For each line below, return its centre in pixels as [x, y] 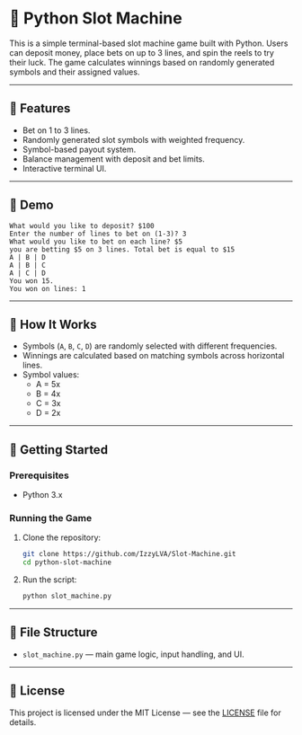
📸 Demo [31, 205]
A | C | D [28, 273]
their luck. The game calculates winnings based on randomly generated [142, 62]
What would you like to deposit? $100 [82, 226]
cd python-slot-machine [67, 562]
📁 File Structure [53, 633]
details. [23, 722]
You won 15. [31, 281]
